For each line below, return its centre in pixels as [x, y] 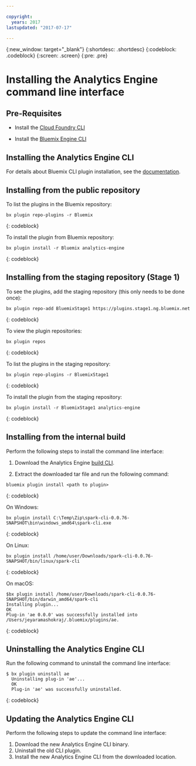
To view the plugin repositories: [44, 331]
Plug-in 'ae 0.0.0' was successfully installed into [72, 614]
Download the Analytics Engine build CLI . [64, 462]
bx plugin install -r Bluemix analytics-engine [65, 248]
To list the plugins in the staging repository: [58, 364]
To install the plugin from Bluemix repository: [60, 237]
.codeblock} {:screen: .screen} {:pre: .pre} [57, 56]
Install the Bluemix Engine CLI [50, 139]
